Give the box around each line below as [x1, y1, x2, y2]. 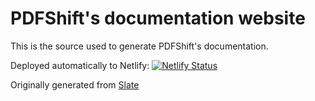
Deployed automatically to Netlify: [10, 59, 150, 71]
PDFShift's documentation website [10, 7, 306, 30]
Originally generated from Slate [10, 78, 140, 91]
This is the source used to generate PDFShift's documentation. [10, 40, 269, 52]
